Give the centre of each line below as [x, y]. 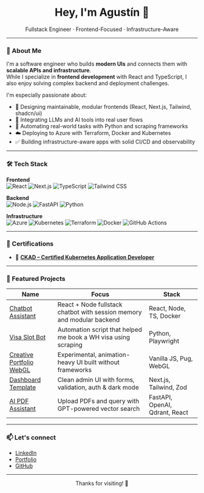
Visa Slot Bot [28, 337]
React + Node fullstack [90, 305]
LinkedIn [26, 453]
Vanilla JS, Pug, [171, 359]
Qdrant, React [168, 413]
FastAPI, [161, 398]
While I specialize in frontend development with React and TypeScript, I [97, 77]
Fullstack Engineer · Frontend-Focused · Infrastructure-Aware [102, 29]
